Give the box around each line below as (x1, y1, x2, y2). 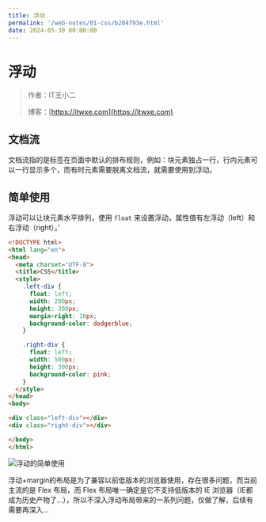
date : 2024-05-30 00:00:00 (8, 26, 97, 34)
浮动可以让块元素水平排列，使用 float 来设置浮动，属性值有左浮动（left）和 (8, 213, 256, 222)
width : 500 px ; (28, 356, 77, 364)
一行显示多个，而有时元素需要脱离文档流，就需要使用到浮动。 (14, 165, 216, 175)
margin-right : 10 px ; (28, 312, 97, 320)
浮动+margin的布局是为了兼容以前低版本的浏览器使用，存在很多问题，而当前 (8, 475, 257, 485)
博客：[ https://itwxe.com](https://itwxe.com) (27, 108, 173, 117)
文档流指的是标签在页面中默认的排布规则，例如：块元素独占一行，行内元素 (8, 155, 251, 165)
